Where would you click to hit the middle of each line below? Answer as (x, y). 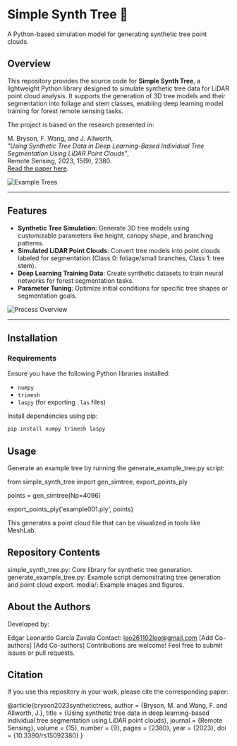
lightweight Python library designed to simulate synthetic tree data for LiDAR (118, 88)
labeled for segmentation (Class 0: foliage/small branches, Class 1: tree (121, 258)
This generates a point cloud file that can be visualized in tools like (104, 523)
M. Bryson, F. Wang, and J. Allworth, (60, 138)
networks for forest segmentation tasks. (75, 280)
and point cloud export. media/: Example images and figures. (96, 584)
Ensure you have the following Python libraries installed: (89, 373)
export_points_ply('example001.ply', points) (71, 509)
